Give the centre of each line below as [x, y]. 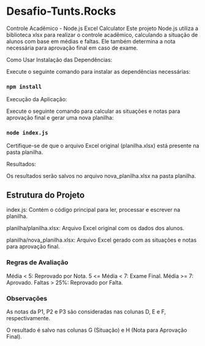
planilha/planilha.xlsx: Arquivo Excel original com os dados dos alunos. [95, 228]
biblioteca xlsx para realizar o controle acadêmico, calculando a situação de [102, 34]
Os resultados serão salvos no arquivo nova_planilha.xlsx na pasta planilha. [101, 175]
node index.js [27, 133]
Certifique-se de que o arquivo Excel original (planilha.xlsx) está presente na [103, 145]
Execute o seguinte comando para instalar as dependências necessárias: [99, 71]
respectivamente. [28, 318]
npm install [24, 87]
